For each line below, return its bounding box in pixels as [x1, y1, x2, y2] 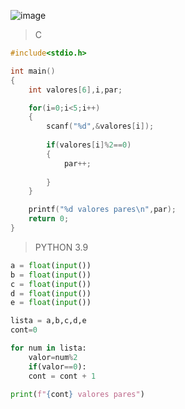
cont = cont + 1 [28, 371, 97, 381]
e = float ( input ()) [10, 298, 92, 308]
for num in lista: [10, 343, 87, 353]
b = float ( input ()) [10, 270, 92, 280]
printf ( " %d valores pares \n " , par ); [28, 205, 177, 215]
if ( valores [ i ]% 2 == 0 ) [46, 140, 132, 150]
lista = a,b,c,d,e [10, 316, 87, 326]
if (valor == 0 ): [28, 361, 87, 372]
